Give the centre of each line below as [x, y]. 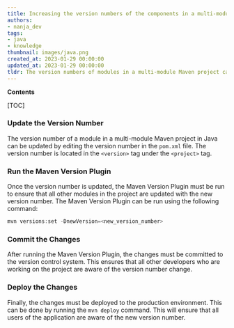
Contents [21, 92]
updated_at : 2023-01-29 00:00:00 [56, 65]
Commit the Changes [44, 239]
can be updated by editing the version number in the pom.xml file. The [107, 146]
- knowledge [24, 46]
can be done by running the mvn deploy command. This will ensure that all [113, 310]
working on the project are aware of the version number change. [100, 270]
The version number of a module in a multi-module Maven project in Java [112, 138]
